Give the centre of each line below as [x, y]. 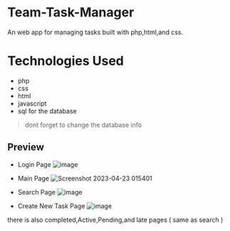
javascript [32, 103]
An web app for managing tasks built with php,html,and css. [95, 32]
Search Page [36, 192]
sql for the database [47, 111]
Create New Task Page [51, 206]
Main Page [33, 178]
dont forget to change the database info [83, 125]
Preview [26, 147]
